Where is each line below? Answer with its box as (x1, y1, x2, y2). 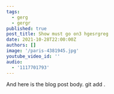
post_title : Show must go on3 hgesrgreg (6, 31, 109, 37)
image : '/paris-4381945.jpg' (6, 48, 79, 54)
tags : (6, 8, 20, 15)
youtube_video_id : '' (6, 53, 61, 59)
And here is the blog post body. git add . (6, 81, 106, 88)
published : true (6, 25, 47, 32)
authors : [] (6, 43, 36, 48)
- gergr (11, 20, 31, 26)
